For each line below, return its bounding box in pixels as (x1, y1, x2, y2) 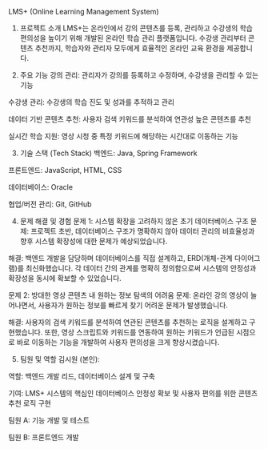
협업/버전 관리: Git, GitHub (8, 199, 92, 209)
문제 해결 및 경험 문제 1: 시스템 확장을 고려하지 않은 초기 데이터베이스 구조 (19, 216, 250, 226)
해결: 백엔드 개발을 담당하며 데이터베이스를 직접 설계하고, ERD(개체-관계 (8, 254, 234, 263)
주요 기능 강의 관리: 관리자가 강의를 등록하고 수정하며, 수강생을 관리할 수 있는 (19, 70, 259, 79)
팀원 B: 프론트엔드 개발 (8, 432, 79, 442)
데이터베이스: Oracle (8, 182, 74, 191)
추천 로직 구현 (8, 399, 52, 407)
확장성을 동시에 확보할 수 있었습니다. (8, 274, 122, 283)
